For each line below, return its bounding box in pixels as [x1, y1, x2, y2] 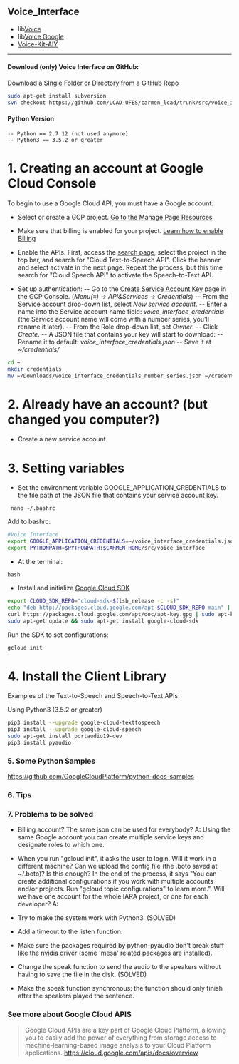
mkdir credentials [7, 365, 62, 373]
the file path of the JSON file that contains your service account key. [17, 491, 219, 500]
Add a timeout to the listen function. [17, 927, 123, 936]
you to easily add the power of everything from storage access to [24, 1033, 217, 1042]
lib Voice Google [17, 32, 64, 41]
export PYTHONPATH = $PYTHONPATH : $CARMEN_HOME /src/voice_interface [7, 545, 205, 552]
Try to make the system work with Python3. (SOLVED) [17, 914, 176, 922]
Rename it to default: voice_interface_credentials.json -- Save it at [17, 337, 212, 346]
